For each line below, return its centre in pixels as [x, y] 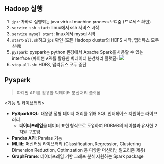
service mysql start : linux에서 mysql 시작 [54, 34]
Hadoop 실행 [23, 9]
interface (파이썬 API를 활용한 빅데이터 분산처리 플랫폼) [65, 58]
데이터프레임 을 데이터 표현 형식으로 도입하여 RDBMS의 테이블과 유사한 [86, 125]
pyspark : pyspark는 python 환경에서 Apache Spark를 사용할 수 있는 [77, 52]
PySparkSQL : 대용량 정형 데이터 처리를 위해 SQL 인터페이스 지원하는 [78, 113]
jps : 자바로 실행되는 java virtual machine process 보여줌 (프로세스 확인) [81, 22]
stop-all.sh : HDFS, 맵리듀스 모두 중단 [49, 64]
